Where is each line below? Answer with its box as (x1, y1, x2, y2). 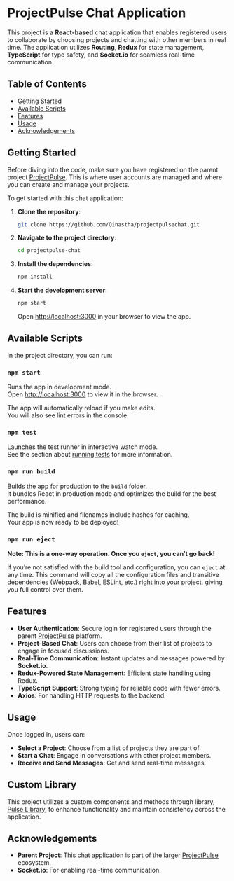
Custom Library (7, 779, 77, 791)
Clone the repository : (17, 207, 81, 216)
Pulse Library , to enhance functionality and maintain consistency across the (7, 805, 226, 813)
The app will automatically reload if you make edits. (7, 404, 156, 412)
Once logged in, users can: (7, 730, 85, 738)
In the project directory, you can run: (7, 351, 113, 359)
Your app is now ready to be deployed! (7, 518, 119, 526)
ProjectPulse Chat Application (7, 5, 186, 21)
